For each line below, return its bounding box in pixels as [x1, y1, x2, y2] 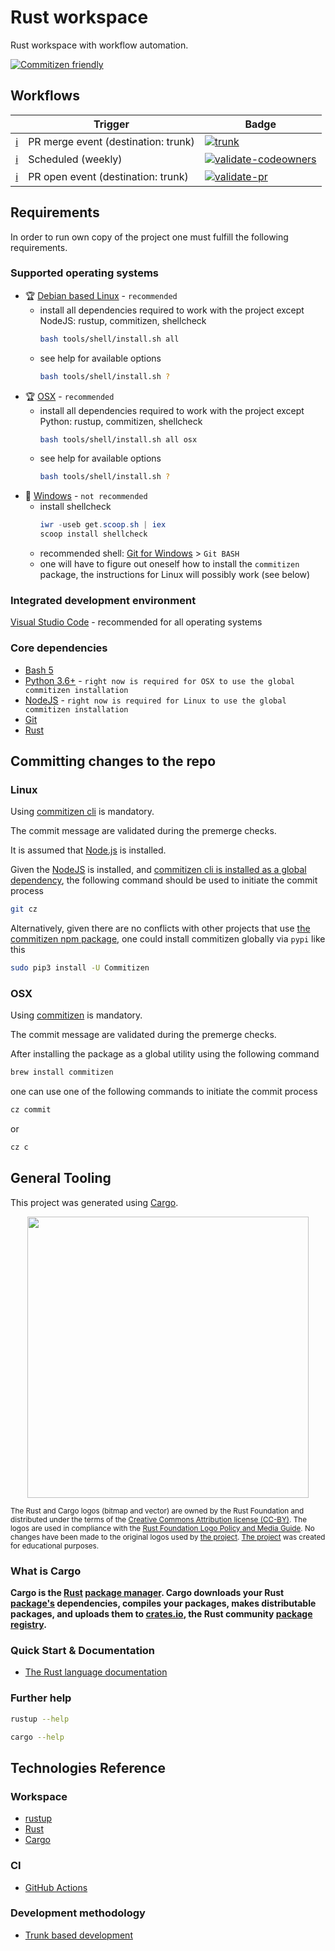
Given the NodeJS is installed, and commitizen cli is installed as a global [10, 864, 307, 876]
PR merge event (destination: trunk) [28, 134, 195, 148]
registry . [10, 1619, 47, 1631]
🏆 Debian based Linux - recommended [24, 289, 178, 301]
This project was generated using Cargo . [10, 1196, 179, 1208]
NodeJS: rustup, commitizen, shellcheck [39, 314, 207, 326]
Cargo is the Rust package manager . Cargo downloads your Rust [10, 1587, 285, 1599]
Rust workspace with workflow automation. [10, 39, 189, 51]
